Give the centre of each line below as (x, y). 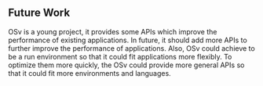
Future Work (39, 13)
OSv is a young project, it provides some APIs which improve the (113, 31)
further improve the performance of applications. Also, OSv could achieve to (131, 48)
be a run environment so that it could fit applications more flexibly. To (120, 56)
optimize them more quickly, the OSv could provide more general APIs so (126, 65)
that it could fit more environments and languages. (89, 73)
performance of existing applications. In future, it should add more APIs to (128, 40)
